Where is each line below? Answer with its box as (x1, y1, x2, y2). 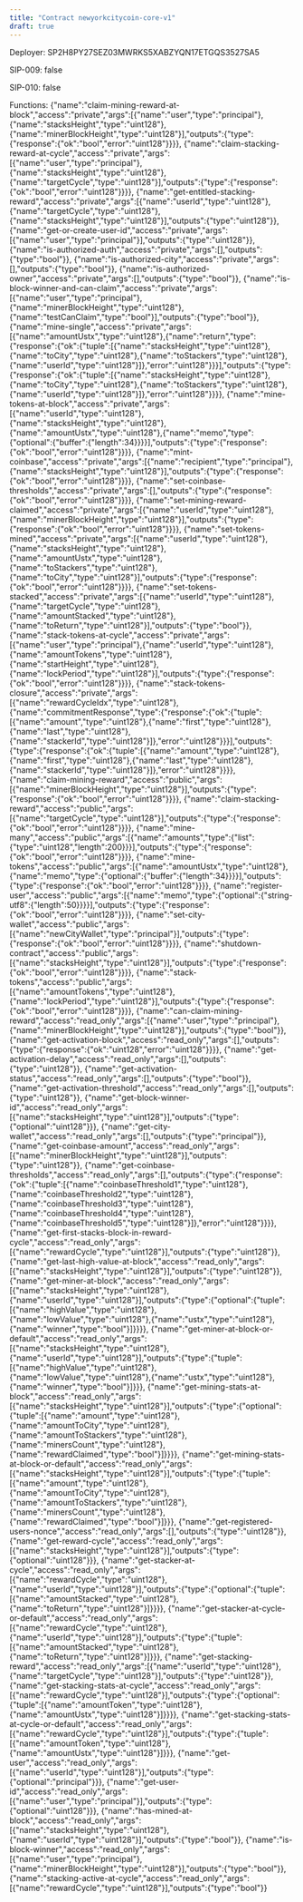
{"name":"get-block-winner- (84, 1092, 190, 1103)
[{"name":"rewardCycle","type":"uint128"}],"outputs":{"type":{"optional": (9, 1689, 280, 1701)
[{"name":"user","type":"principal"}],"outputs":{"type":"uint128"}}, (9, 234, 256, 245)
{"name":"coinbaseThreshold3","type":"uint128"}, (9, 1198, 194, 1209)
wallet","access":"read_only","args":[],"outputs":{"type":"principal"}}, (9, 1130, 267, 1141)
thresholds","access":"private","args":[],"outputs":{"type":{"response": (9, 484, 273, 495)
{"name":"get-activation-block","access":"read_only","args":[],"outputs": (9, 1034, 279, 1045)
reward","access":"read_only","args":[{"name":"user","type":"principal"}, (9, 1015, 280, 1026)
